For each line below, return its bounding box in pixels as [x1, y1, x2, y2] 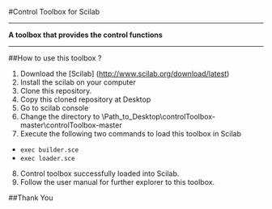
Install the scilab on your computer [19, 77, 136, 87]
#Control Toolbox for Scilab [8, 7, 100, 16]
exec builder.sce [19, 146, 79, 154]
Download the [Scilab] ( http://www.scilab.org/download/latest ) [19, 69, 230, 78]
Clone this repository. [19, 86, 92, 95]
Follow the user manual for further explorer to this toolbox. [19, 178, 215, 186]
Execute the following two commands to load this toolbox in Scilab [19, 129, 241, 138]
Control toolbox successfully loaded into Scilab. [19, 169, 180, 178]
